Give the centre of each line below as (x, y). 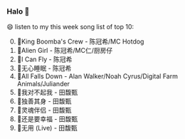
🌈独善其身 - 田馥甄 (44, 101)
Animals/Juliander (43, 84)
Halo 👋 (18, 11)
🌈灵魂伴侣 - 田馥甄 (44, 110)
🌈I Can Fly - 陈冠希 (44, 59)
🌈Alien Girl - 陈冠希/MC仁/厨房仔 (65, 51)
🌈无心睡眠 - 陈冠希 (44, 68)
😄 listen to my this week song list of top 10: (70, 27)
